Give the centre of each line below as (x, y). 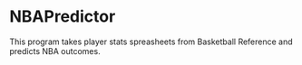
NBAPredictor (63, 17)
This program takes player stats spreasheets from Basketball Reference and (151, 42)
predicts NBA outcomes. (55, 51)
